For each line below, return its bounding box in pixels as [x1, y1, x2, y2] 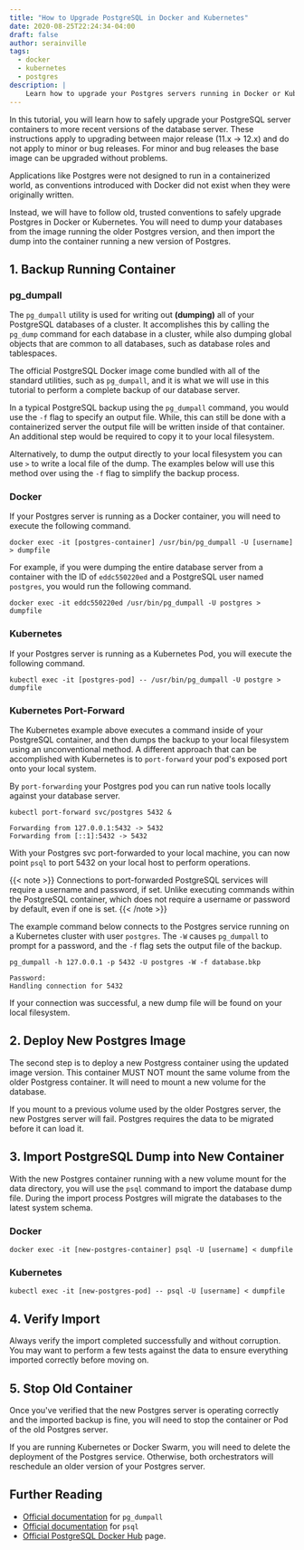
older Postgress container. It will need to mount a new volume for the [9, 1076, 267, 1087]
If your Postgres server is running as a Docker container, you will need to [9, 511, 280, 521]
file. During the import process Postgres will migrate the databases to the [9, 1192, 282, 1203]
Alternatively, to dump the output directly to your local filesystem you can [9, 449, 283, 460]
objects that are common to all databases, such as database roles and [9, 339, 271, 349]
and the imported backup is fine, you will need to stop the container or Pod [9, 1414, 289, 1425]
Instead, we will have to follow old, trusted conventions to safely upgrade [9, 206, 282, 217]
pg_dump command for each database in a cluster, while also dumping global [9, 329, 292, 340]
